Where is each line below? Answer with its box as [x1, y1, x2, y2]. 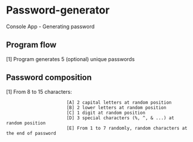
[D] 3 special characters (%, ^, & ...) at [66, 115, 175, 121]
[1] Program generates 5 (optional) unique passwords [6, 55, 135, 62]
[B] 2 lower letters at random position [66, 104, 167, 110]
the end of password [6, 130, 57, 136]
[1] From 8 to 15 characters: [6, 88, 72, 95]
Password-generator [6, 4, 110, 17]
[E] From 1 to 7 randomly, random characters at [66, 125, 188, 131]
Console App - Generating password [6, 23, 95, 30]
